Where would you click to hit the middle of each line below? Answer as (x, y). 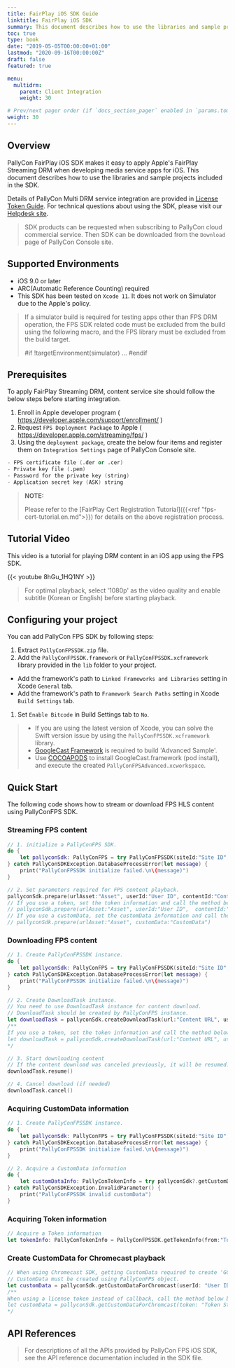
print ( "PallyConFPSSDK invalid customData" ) (86, 1195)
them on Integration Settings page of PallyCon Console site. (107, 450)
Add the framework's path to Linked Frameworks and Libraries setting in (122, 679)
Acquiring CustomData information (68, 1109)
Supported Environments (63, 264)
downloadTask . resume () (40, 1071)
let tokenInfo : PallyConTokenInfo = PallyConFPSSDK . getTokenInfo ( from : (114, 1240)
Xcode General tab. (45, 686)
